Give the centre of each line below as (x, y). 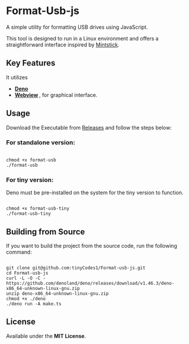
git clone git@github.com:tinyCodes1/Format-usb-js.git (76, 268)
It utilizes (17, 77)
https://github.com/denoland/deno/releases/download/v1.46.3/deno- (90, 283)
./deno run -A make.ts (34, 303)
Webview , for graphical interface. (56, 95)
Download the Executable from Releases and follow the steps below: (89, 127)
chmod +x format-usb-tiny (38, 209)
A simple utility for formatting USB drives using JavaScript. (77, 27)
